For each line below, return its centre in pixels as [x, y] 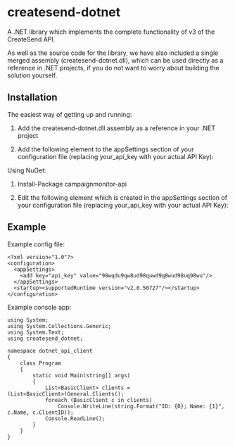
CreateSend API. [31, 39]
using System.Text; [36, 332]
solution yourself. [32, 75]
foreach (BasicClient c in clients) [99, 400]
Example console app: [39, 307]
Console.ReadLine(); [75, 418]
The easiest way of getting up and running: [70, 114]
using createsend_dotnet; [45, 339]
